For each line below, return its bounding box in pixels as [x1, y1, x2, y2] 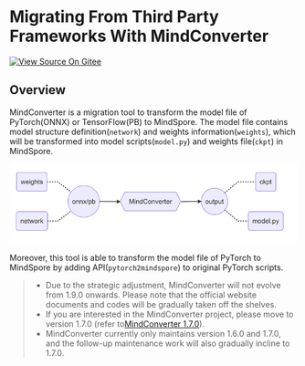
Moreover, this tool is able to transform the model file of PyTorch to [9, 253, 262, 264]
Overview [9, 82, 67, 98]
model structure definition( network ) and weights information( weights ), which [9, 126, 296, 137]
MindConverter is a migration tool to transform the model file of [9, 107, 247, 118]
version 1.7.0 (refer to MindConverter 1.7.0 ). [45, 319, 205, 329]
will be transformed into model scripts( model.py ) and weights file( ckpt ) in [9, 135, 284, 147]
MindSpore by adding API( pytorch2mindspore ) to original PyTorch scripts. [9, 262, 284, 273]
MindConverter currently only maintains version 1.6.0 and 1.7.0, [45, 329, 281, 340]
